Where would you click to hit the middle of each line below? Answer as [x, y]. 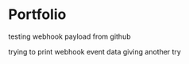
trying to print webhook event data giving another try [94, 51]
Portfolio [37, 15]
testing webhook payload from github [69, 36]
